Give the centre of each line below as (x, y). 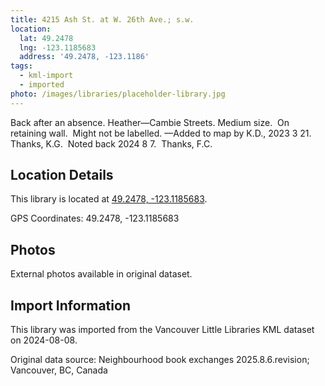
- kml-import (46, 76)
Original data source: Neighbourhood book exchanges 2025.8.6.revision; (160, 360)
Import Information (70, 305)
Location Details (62, 175)
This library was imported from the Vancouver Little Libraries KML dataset (162, 330)
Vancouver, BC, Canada (59, 370)
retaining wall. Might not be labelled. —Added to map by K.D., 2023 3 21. (161, 133)
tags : (21, 66)
